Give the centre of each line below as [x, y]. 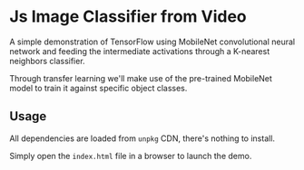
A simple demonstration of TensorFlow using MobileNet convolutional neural [152, 42]
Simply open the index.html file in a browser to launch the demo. [131, 156]
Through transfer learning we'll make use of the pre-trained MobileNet [141, 78]
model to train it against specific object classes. [98, 88]
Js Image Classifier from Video [128, 17]
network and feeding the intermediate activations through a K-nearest [140, 51]
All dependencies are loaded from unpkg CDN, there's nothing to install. [142, 138]
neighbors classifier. [47, 61]
